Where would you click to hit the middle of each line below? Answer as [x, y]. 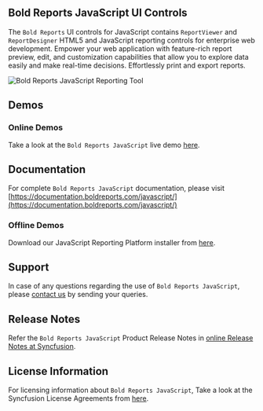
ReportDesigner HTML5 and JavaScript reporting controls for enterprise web [131, 40]
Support [29, 267]
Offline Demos [36, 226]
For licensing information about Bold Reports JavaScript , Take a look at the [130, 390]
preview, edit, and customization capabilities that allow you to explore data [128, 57]
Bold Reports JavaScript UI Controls [98, 13]
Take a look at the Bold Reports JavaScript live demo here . [104, 145]
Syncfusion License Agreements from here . [79, 398]
